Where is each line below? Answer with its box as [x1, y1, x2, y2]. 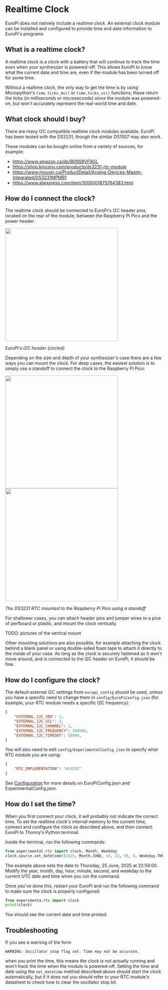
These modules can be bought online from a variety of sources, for [5, 143, 143, 149]
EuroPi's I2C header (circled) [5, 345, 65, 351]
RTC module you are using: [5, 752, 61, 758]
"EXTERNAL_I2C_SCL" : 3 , [14, 719, 64, 724]
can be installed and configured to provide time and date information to [5, 25, 152, 31]
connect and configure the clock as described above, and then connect [5, 824, 153, 830]
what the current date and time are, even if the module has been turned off [5, 69, 159, 75]
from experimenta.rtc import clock [5, 898, 79, 903]
